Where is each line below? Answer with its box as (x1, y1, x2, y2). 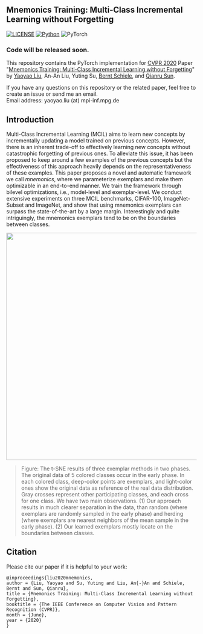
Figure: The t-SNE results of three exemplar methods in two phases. (21, 465, 191, 472)
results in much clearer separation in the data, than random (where (21, 503, 188, 511)
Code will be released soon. (6, 45, 89, 54)
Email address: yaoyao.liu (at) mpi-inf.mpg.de (6, 97, 120, 104)
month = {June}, (6, 612, 47, 618)
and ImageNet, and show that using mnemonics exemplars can (25, 201, 182, 209)
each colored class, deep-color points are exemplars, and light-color (21, 478, 192, 485)
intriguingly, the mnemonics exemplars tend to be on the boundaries (6, 214, 176, 221)
